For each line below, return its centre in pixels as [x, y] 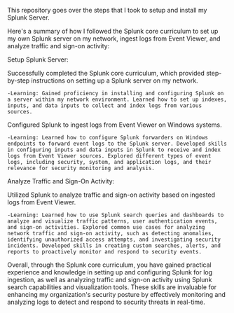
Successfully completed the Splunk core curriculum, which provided [106, 73]
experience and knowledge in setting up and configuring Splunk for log [110, 272]
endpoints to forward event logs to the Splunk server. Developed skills [117, 144]
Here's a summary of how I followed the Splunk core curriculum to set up [113, 31]
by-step [19, 81]
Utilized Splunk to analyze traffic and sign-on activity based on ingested [111, 195]
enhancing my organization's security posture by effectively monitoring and [117, 294]
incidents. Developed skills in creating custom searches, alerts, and [114, 246]
